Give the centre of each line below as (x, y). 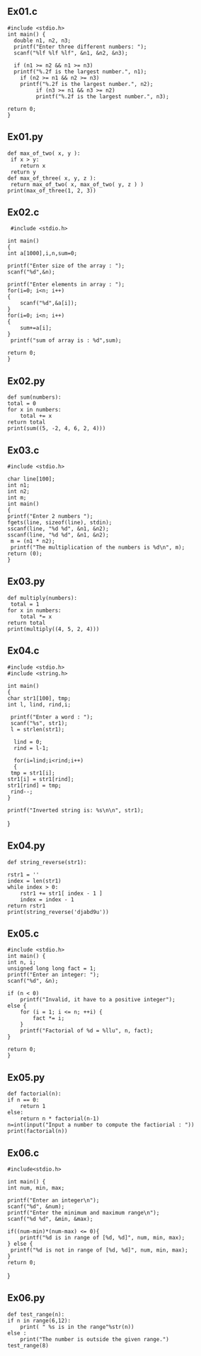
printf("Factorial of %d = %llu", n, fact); (87, 1031)
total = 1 (25, 604)
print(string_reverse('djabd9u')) (58, 912)
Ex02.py (26, 381)
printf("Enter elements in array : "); (66, 285)
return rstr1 (27, 905)
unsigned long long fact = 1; (52, 969)
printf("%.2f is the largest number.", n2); (87, 84)
